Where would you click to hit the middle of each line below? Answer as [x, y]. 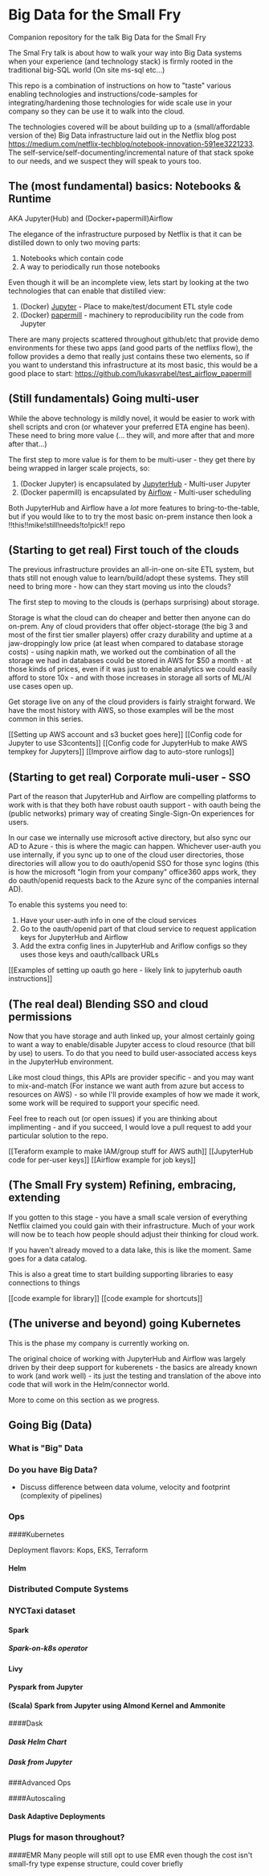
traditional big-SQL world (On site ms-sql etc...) [87, 69]
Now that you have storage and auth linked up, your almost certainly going [132, 1036]
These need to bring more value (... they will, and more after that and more [132, 435]
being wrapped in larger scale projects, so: [79, 468]
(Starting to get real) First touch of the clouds [124, 550]
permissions [40, 1017]
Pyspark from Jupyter [46, 1687]
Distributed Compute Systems [69, 1589]
